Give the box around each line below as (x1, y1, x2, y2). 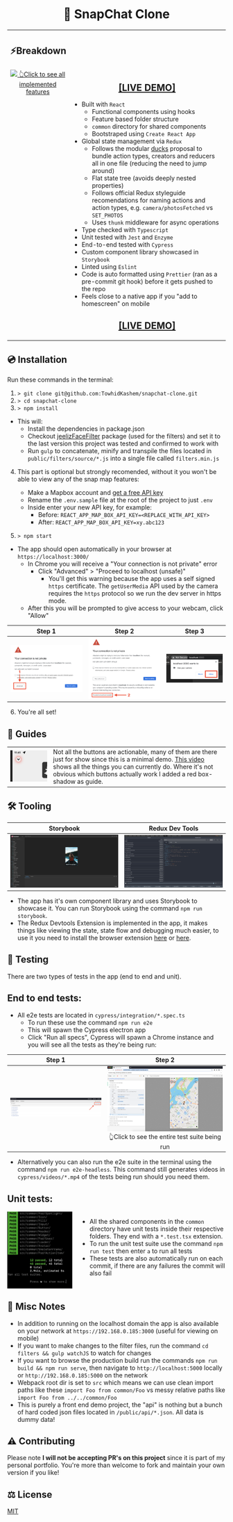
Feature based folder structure (92, 115, 179, 124)
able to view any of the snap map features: (17, 475, 140, 484)
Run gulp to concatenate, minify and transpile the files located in (27, 447, 212, 455)
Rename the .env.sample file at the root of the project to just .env (27, 496, 213, 505)
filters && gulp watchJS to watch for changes (17, 1348, 152, 1357)
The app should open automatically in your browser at (17, 545, 172, 553)
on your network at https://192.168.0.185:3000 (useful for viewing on (17, 1327, 218, 1335)
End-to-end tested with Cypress (81, 240, 174, 249)
